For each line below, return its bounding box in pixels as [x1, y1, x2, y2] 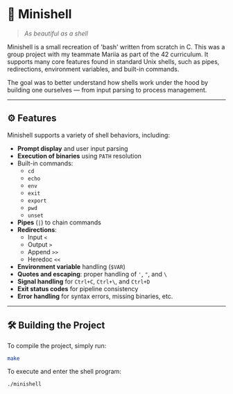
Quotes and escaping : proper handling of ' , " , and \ [17, 270, 168, 278]
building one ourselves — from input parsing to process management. [7, 85, 207, 94]
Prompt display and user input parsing [17, 144, 128, 152]
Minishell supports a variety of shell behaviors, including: [7, 131, 170, 139]
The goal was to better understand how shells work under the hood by [7, 78, 209, 86]
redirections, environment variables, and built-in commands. [7, 65, 180, 73]
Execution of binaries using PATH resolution [17, 151, 142, 160]
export [27, 197, 47, 204]
